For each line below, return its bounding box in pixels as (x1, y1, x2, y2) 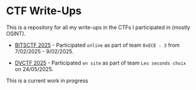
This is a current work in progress (6, 77, 89, 84)
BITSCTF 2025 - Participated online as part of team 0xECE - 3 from (14, 41, 180, 49)
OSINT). (6, 30, 26, 37)
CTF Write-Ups (6, 4, 82, 18)
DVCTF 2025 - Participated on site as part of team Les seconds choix (14, 59, 187, 66)
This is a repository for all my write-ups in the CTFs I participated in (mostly (6, 24, 191, 31)
